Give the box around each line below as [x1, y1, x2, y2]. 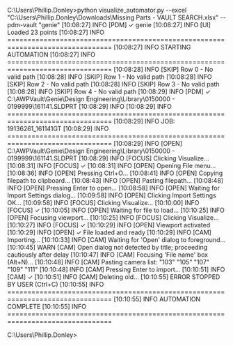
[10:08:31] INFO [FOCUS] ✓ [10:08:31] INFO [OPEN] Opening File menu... [7, 162, 216, 170]
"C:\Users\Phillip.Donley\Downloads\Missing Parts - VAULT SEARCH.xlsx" [7, 13, 219, 22]
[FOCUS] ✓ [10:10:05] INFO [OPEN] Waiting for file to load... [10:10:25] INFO [7, 206, 225, 214]
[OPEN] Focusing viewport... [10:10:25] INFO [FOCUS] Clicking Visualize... [7, 213, 219, 222]
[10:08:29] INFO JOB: [113, 117, 175, 125]
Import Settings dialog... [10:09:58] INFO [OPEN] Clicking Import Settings [7, 191, 217, 200]
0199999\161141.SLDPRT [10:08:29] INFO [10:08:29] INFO [7, 103, 172, 110]
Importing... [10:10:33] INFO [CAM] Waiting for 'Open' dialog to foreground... [7, 236, 226, 243]
